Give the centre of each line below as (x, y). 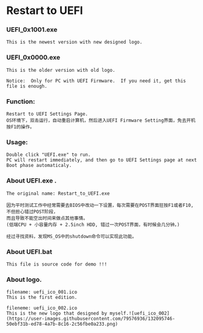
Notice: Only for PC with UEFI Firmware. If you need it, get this (96, 81)
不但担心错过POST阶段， (32, 212)
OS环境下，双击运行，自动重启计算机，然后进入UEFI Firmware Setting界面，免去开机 (101, 121)
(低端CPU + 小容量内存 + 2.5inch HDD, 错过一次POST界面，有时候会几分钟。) (93, 225)
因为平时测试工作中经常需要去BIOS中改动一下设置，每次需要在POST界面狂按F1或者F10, (100, 205)
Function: (21, 101)
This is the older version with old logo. (61, 70)
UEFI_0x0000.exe (33, 57)
